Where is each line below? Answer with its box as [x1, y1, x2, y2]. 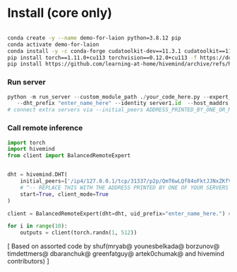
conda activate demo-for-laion [7, 41, 99, 48]
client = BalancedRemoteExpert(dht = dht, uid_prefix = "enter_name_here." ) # [7, 210, 232, 217]
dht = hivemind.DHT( [7, 171, 68, 178]
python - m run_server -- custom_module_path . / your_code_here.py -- [7, 93, 210, 100]
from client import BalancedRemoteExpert [7, 152, 131, 159]
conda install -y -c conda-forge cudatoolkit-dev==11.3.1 [7, 47, 181, 54]
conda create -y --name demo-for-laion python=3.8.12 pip [7, 34, 181, 42]
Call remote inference [7, 123, 83, 133]
